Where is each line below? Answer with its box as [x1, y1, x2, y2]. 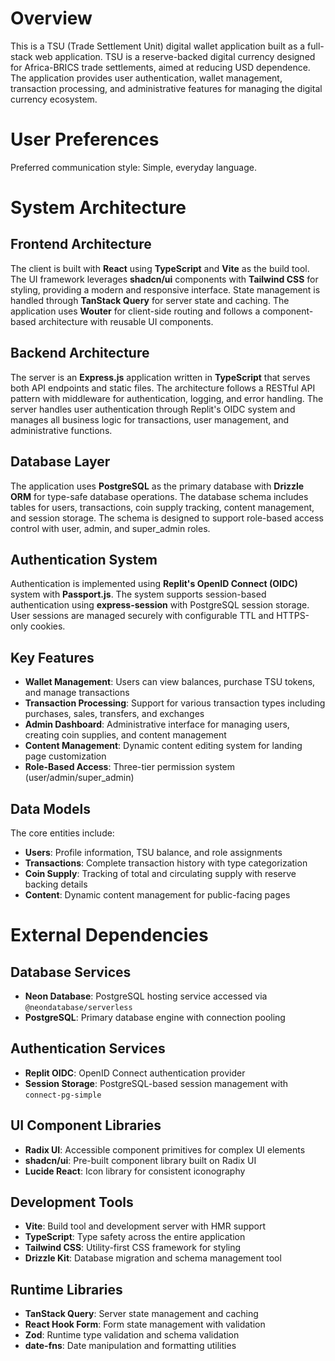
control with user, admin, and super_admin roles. [10, 522, 211, 534]
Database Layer [10, 453, 111, 471]
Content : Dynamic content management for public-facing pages [24, 888, 291, 901]
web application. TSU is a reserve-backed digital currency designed [34, 50, 316, 62]
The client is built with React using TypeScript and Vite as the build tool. [10, 262, 310, 274]
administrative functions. [10, 424, 113, 436]
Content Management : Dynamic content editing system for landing [24, 740, 303, 752]
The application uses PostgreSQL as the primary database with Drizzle [10, 480, 305, 492]
